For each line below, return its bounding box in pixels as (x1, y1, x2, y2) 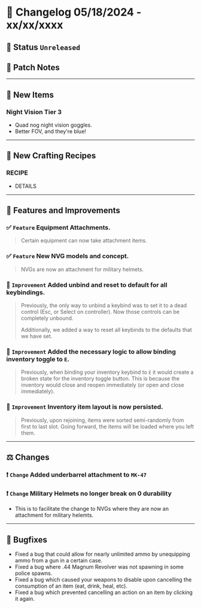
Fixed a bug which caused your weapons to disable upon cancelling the (14, 576, 192, 583)
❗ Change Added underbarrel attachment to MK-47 (6, 471, 147, 479)
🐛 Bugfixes (6, 534, 48, 545)
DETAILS (14, 182, 37, 190)
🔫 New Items (6, 89, 54, 100)
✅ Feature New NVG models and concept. (6, 252, 129, 260)
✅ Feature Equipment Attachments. (6, 223, 111, 232)
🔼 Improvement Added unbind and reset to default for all (6, 280, 167, 289)
